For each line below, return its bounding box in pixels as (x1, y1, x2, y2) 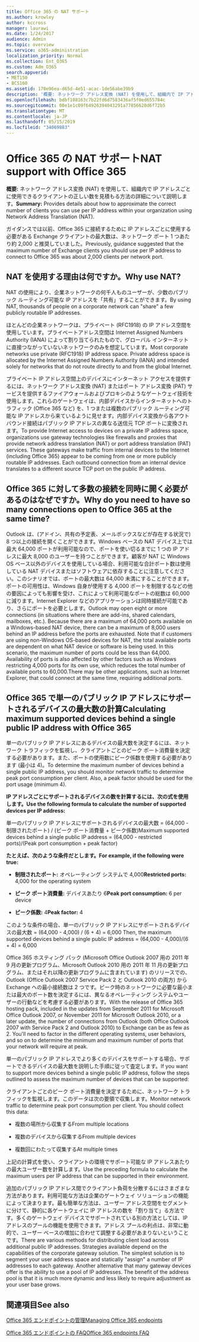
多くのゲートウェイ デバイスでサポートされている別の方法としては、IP (15, 1214, 188, 1222)
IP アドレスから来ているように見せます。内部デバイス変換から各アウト (17, 412, 190, 419)
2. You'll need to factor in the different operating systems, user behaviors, (6, 1031, 187, 1038)
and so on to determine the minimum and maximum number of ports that (6, 1036, 184, 1044)
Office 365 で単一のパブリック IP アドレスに (6, 692, 168, 703)
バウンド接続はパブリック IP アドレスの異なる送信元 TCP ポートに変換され (6, 419, 188, 427)
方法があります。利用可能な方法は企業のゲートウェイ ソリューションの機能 (6, 1192, 189, 1199)
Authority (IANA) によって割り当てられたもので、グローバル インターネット (6, 336, 189, 343)
